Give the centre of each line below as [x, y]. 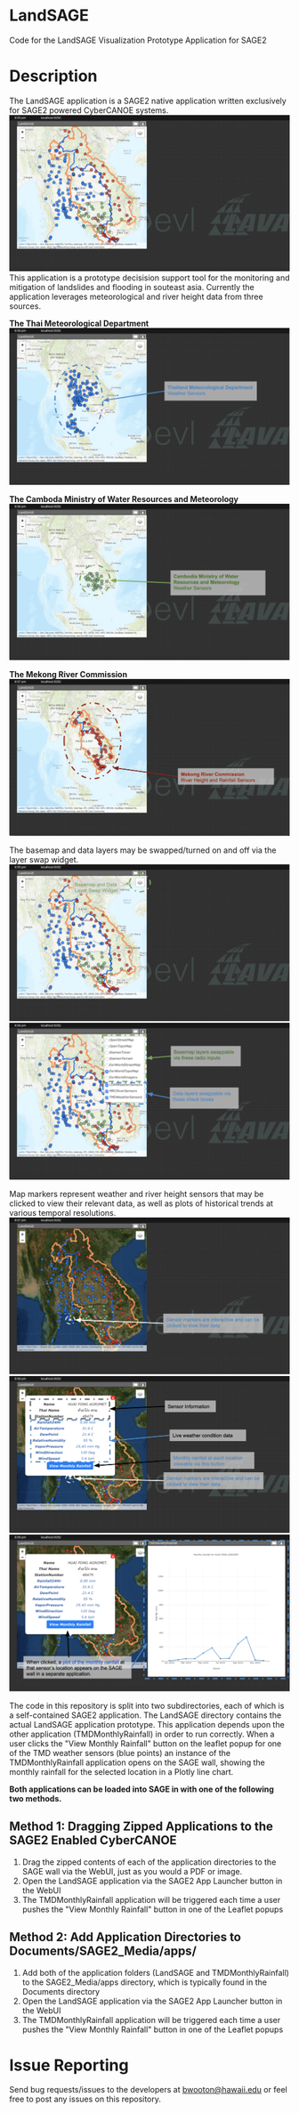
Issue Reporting [69, 2065]
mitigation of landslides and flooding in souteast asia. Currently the [132, 287]
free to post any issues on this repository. [85, 2099]
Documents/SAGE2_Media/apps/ [103, 1951]
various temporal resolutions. [63, 1212]
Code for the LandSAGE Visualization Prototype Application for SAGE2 [138, 40]
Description [53, 76]
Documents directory [61, 1991]
